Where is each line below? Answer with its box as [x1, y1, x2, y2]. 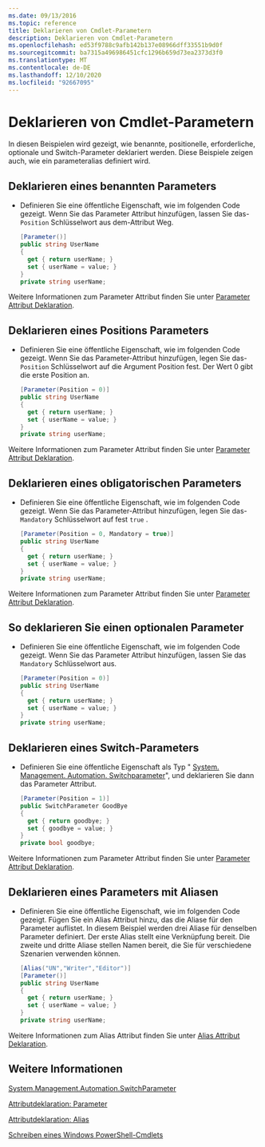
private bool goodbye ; [19, 839, 96, 847]
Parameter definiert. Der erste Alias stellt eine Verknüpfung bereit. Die [19, 931, 251, 941]
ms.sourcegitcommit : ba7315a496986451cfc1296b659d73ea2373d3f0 [8, 49, 223, 57]
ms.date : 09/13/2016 [8, 11, 77, 20]
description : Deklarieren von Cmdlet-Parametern [8, 34, 173, 42]
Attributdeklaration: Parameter [8, 1099, 108, 1109]
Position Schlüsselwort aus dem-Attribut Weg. [19, 217, 174, 228]
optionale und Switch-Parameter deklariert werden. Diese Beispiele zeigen [8, 148, 254, 157]
